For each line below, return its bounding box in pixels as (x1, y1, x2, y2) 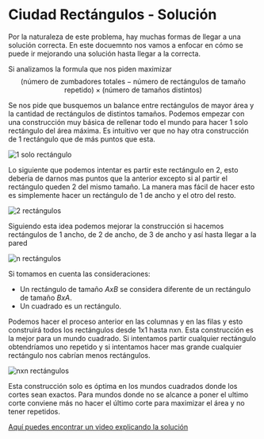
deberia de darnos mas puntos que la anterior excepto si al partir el (8, 173, 228, 183)
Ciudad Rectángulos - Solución (8, 6, 217, 24)
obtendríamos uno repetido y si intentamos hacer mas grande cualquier (8, 342, 243, 352)
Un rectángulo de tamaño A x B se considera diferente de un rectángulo (19, 284, 251, 293)
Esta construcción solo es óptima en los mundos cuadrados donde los (8, 381, 238, 390)
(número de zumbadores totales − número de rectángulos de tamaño (21, 76, 246, 86)
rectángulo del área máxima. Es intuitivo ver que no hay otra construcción (8, 126, 249, 135)
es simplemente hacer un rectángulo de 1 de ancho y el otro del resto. (8, 190, 236, 200)
